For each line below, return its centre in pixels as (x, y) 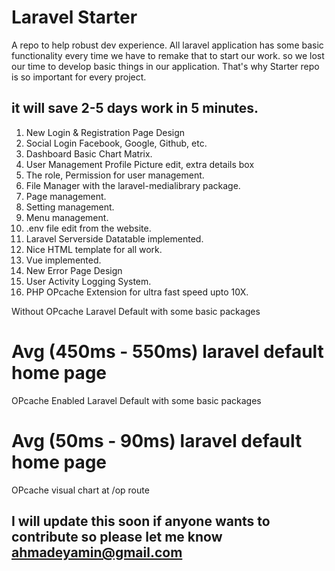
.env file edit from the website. (88, 228)
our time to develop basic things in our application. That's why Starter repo (165, 66)
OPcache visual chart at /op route (80, 490)
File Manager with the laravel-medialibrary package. (133, 185)
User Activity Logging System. (88, 281)
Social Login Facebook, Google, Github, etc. (116, 143)
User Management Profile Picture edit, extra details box (140, 164)
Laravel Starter (74, 17)
